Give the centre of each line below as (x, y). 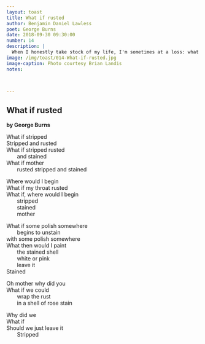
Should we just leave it (35, 328)
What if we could (28, 290)
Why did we (21, 315)
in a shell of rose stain (44, 303)
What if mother (25, 163)
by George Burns (28, 125)
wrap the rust (34, 297)
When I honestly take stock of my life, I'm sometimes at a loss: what (106, 52)
